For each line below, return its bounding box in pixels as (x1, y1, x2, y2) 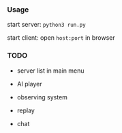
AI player (16, 80, 42, 88)
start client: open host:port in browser (7, 34, 116, 42)
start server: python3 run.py (7, 21, 87, 29)
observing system (16, 93, 68, 101)
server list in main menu (16, 66, 85, 75)
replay (16, 106, 35, 114)
